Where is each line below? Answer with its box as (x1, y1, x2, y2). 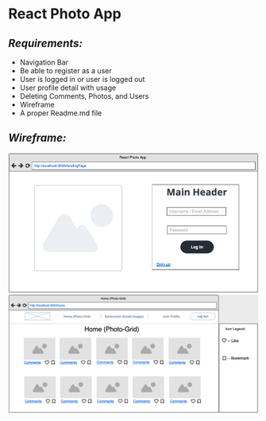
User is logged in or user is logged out (19, 75, 145, 84)
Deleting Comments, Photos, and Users (19, 92, 149, 100)
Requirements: (8, 37, 83, 50)
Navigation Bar (19, 57, 69, 67)
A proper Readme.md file (19, 108, 102, 118)
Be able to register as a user (19, 66, 113, 76)
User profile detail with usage (19, 83, 117, 92)
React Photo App (8, 5, 121, 23)
